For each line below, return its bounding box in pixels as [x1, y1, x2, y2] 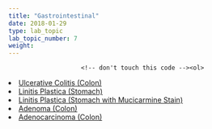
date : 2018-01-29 [8, 19, 67, 27]
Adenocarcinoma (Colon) [19, 112, 103, 122]
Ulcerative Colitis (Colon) [19, 78, 103, 88]
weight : [8, 42, 35, 50]
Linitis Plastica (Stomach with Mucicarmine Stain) [19, 95, 184, 105]
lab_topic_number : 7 [8, 34, 78, 43]
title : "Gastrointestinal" [8, 11, 100, 20]
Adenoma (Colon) [19, 104, 78, 114]
